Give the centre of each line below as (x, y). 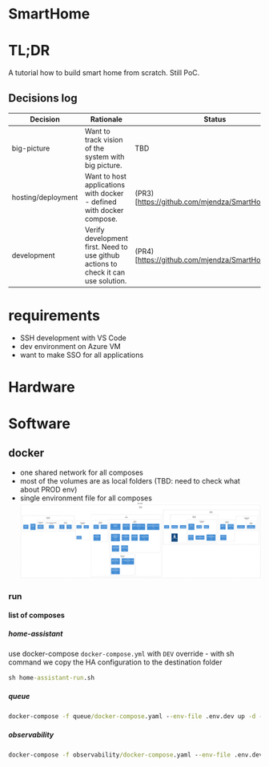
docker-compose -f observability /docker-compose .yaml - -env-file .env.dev (136, 755)
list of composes (37, 615)
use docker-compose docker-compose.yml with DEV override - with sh (121, 654)
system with (104, 156)
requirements (54, 315)
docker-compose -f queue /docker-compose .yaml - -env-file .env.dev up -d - (136, 717)
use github (102, 255)
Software (39, 424)
